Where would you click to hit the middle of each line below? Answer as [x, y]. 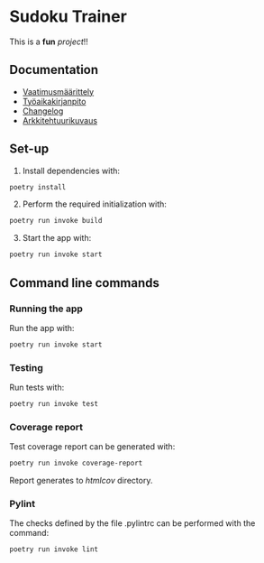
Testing [26, 367]
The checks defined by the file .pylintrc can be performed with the [132, 523]
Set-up [29, 149]
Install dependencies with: [71, 171]
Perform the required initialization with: [94, 204]
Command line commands [84, 283]
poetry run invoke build [56, 221]
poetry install [38, 187]
